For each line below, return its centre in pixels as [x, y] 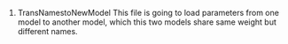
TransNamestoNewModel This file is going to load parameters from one [148, 13]
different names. [47, 31]
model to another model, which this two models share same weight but [147, 22]
